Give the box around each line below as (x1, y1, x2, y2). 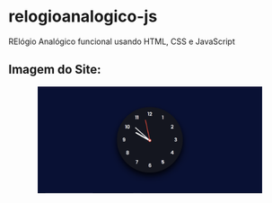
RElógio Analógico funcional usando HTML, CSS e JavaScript (8, 36, 235, 47)
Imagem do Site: (8, 62, 101, 77)
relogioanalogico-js (8, 6, 158, 27)
